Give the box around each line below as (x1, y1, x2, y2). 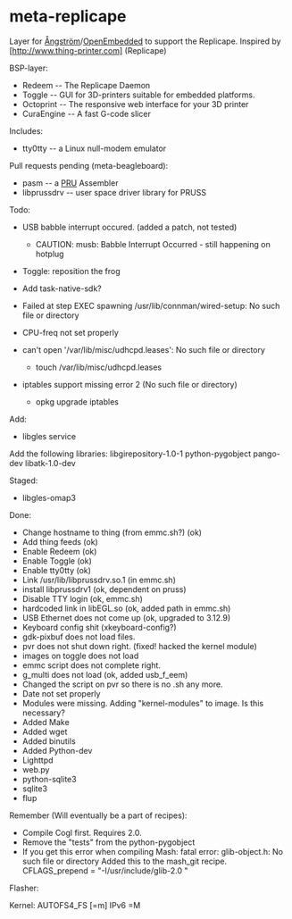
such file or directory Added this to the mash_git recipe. (21, 856, 228, 866)
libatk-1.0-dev (25, 457, 76, 468)
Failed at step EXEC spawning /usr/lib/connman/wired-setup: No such (21, 300, 280, 311)
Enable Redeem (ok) (21, 546, 97, 556)
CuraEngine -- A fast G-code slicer (21, 108, 152, 119)
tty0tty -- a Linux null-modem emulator (21, 143, 167, 154)
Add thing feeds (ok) (21, 536, 98, 547)
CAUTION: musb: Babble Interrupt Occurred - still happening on (35, 238, 271, 249)
